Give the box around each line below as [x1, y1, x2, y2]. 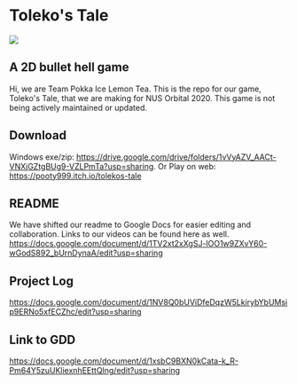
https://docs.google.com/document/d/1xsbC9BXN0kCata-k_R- [9, 356, 239, 366]
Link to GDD [9, 332, 76, 347]
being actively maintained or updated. [9, 102, 148, 113]
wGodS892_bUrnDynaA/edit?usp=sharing [9, 247, 163, 258]
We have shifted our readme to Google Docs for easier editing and [9, 219, 251, 231]
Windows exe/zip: [9, 152, 75, 162]
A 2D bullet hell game [9, 59, 129, 75]
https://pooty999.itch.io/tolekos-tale [9, 170, 142, 181]
